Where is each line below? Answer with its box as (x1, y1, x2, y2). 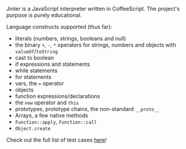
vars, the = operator (14, 80, 65, 87)
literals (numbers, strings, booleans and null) (14, 35, 126, 42)
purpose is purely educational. (6, 11, 82, 19)
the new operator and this (14, 99, 79, 106)
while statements (14, 67, 58, 74)
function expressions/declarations (14, 93, 100, 100)
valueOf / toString (14, 48, 59, 55)
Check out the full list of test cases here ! (6, 136, 107, 144)
